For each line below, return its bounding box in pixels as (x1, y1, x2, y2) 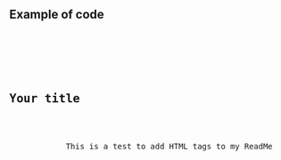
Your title (9, 92, 80, 106)
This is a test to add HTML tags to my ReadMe (65, 141, 274, 151)
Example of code (9, 7, 104, 22)
